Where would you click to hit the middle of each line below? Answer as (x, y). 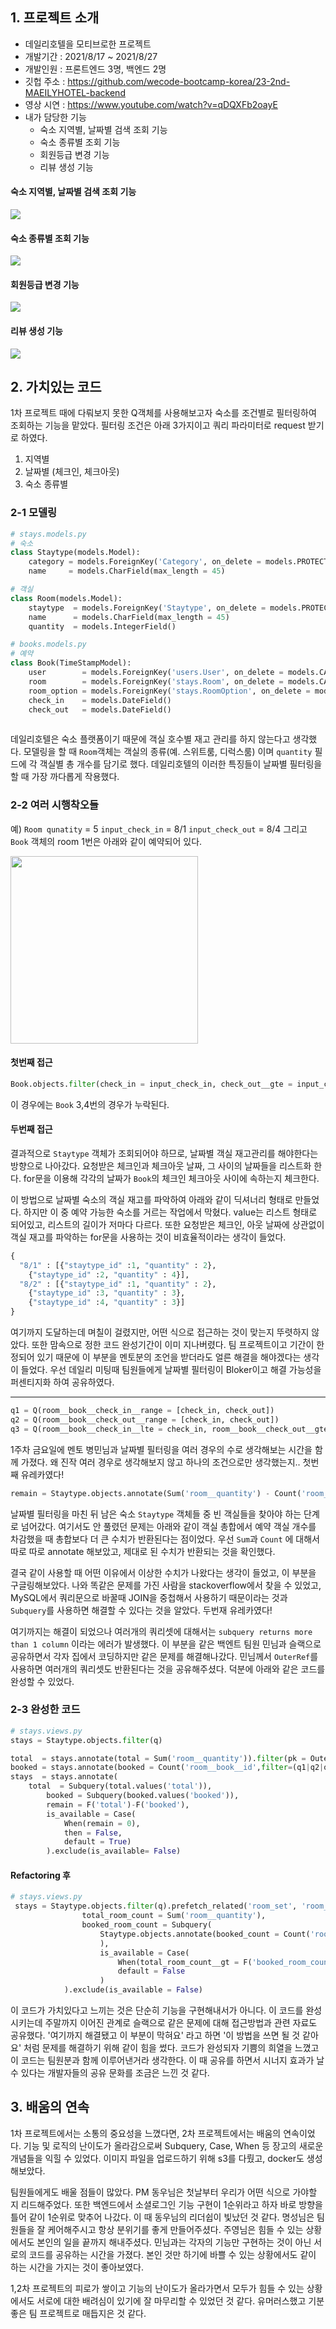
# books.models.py (48, 644)
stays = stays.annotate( (64, 1777)
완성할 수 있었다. (42, 1681)
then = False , (93, 1833)
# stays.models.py (48, 534)
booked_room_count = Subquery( (147, 1925)
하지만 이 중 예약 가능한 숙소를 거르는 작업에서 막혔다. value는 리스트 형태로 (170, 1212)
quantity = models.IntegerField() (102, 626)
